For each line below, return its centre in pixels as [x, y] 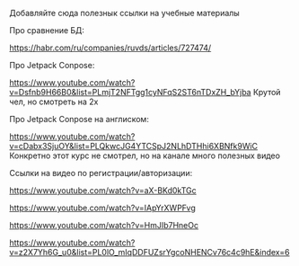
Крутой [267, 92]
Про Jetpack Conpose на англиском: [79, 119]
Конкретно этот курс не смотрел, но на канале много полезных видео [145, 155]
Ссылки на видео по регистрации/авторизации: [101, 173]
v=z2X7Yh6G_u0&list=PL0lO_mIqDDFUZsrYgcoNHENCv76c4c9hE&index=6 [149, 252]
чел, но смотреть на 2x [54, 102]
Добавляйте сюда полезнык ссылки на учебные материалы [124, 13]
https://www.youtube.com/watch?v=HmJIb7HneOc [104, 225]
